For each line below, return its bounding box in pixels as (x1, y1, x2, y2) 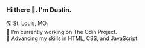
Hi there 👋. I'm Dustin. (6, 5, 72, 14)
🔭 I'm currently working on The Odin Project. (6, 29, 117, 36)
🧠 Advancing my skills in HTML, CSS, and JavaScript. (6, 35, 139, 42)
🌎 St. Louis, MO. (6, 19, 48, 27)
